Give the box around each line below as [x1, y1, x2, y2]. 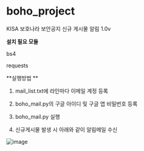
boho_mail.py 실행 [15, 113, 61, 120]
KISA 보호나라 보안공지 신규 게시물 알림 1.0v [6, 25, 111, 32]
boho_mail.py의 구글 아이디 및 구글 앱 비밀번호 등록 [15, 100, 138, 107]
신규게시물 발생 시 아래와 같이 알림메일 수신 [15, 126, 118, 133]
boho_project [6, 4, 75, 18]
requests [6, 62, 29, 69]
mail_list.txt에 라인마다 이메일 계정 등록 [15, 87, 108, 95]
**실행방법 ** [6, 74, 38, 81]
